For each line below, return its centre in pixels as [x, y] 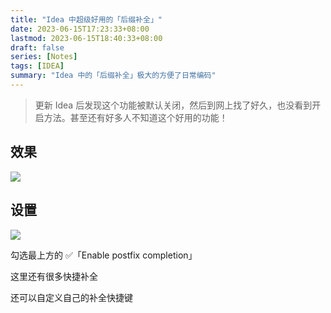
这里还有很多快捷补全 [54, 276]
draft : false [37, 47]
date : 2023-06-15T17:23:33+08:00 [80, 29]
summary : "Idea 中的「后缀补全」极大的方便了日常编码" [113, 76]
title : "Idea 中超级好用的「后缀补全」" [86, 19]
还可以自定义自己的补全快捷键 [71, 297]
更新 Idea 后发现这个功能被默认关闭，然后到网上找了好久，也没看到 [173, 105]
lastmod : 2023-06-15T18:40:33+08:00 [86, 38]
